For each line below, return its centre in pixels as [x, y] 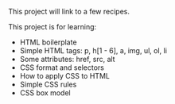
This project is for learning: [52, 27]
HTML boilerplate [48, 42]
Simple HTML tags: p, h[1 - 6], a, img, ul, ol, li [93, 50]
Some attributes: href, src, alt [67, 59]
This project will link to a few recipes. [69, 12]
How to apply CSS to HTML [64, 76]
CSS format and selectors [62, 67]
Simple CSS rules [48, 84]
